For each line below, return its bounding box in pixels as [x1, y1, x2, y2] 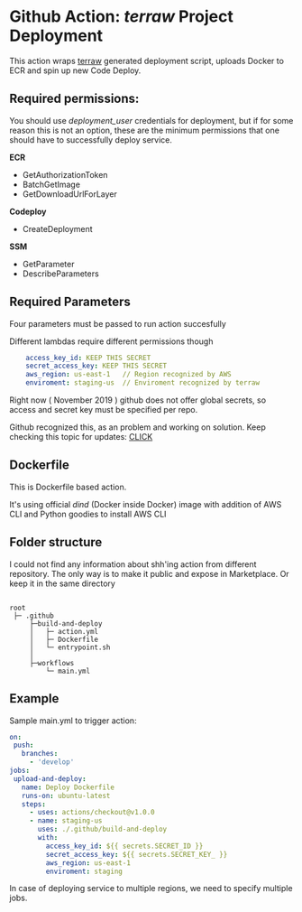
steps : [21, 799, 47, 809]
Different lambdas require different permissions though [9, 336, 214, 347]
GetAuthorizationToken [22, 169, 108, 180]
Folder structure [9, 535, 103, 550]
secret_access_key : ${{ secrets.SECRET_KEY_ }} [45, 850, 228, 859]
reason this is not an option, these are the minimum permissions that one [9, 125, 279, 135]
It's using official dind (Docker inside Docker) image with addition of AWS [9, 498, 282, 509]
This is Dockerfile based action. [9, 481, 127, 492]
